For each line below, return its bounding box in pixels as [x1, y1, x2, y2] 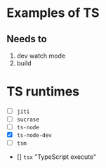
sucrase [16, 116, 39, 123]
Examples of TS [6, 5, 100, 21]
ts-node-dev [16, 132, 52, 139]
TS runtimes [6, 84, 80, 100]
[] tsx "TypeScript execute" [16, 153, 97, 161]
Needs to [6, 33, 47, 45]
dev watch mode [16, 51, 66, 60]
